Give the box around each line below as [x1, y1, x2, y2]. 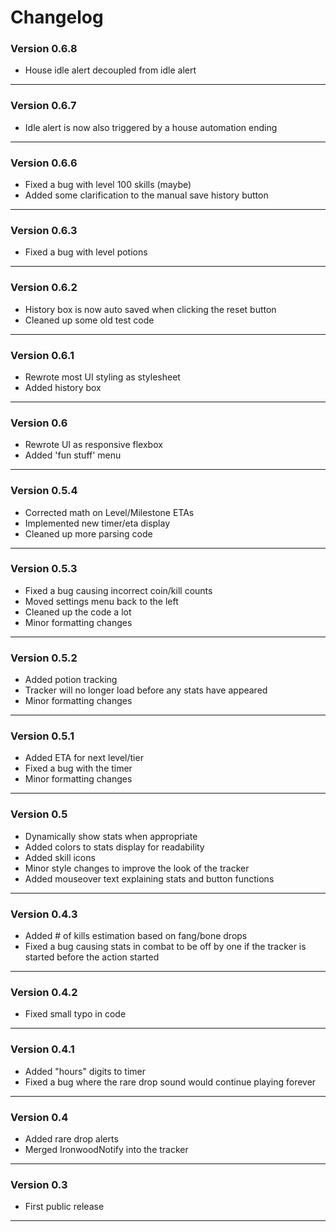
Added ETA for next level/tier [24, 752, 144, 764]
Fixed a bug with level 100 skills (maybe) [24, 179, 192, 191]
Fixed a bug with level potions [24, 246, 148, 258]
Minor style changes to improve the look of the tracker [24, 862, 250, 874]
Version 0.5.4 [10, 484, 78, 498]
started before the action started [24, 951, 160, 963]
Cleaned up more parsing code [24, 527, 153, 540]
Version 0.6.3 [10, 224, 78, 237]
